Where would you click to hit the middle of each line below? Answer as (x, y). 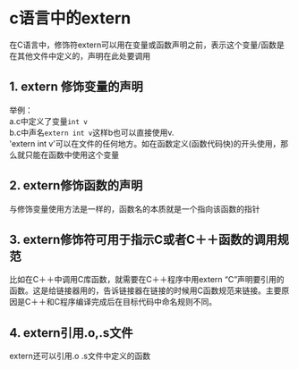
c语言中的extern (70, 18)
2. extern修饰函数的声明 (76, 185)
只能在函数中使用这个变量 (72, 155)
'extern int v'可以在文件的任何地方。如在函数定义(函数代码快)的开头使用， (145, 143)
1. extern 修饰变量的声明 (76, 87)
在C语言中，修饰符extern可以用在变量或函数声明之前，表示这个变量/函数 (143, 45)
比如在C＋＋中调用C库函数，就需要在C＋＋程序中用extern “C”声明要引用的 (147, 280)
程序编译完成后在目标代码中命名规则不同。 (138, 302)
